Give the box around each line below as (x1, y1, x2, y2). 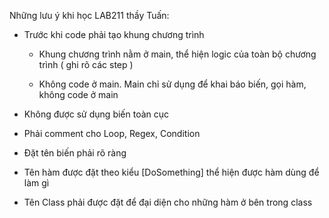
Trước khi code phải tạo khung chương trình (23, 29, 205, 40)
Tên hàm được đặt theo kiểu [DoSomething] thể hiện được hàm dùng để (23, 166, 320, 178)
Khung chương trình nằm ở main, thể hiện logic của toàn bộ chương (38, 48, 317, 60)
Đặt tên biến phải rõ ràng (23, 147, 127, 159)
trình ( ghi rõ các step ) (38, 59, 134, 70)
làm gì (23, 177, 50, 189)
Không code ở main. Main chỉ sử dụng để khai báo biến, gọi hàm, (38, 78, 307, 90)
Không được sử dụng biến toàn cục (23, 108, 170, 120)
